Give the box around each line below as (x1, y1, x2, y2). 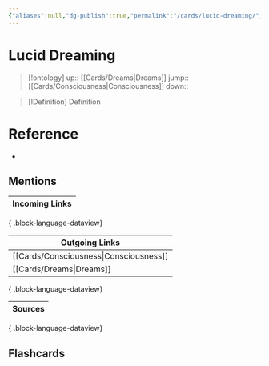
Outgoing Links (60, 237, 120, 248)
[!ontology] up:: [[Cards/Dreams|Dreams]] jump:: (27, 73, 190, 82)
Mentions (8, 174, 58, 188)
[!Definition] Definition (27, 97, 102, 107)
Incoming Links (12, 198, 72, 209)
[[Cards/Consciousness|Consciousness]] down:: (27, 81, 189, 90)
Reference (8, 125, 78, 143)
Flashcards (8, 346, 66, 360)
